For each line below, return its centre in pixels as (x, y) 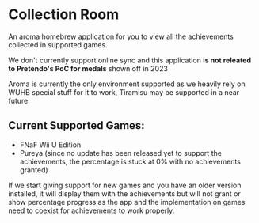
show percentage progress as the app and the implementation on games (127, 202)
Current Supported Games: (76, 125)
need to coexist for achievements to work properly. (91, 210)
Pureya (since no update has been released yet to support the (120, 153)
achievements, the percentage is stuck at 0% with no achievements (130, 161)
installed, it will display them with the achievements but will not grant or (125, 193)
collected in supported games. (58, 44)
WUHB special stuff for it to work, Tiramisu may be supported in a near (124, 92)
